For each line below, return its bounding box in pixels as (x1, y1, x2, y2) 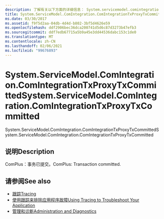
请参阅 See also (5, 177, 51, 185)
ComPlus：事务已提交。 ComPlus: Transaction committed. (5, 161, 121, 167)
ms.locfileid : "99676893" (5, 48, 58, 53)
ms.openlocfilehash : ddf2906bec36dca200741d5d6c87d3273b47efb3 (5, 25, 137, 30)
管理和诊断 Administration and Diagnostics (12, 208, 97, 214)
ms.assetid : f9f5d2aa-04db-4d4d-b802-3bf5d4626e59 (5, 21, 110, 26)
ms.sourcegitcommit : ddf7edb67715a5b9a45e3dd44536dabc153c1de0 (5, 30, 137, 35)
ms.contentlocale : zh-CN (5, 39, 56, 44)
